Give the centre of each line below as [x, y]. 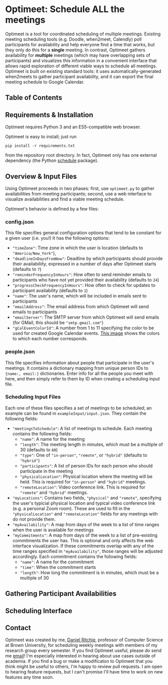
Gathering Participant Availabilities [61, 594]
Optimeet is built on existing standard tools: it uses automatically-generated [83, 71]
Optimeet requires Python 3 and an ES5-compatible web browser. [73, 127]
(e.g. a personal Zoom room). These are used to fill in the [71, 508]
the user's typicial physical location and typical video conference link [84, 503]
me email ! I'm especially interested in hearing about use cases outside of [80, 656]
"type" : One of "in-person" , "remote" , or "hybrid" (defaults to [83, 455]
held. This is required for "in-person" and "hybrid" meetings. [83, 481]
